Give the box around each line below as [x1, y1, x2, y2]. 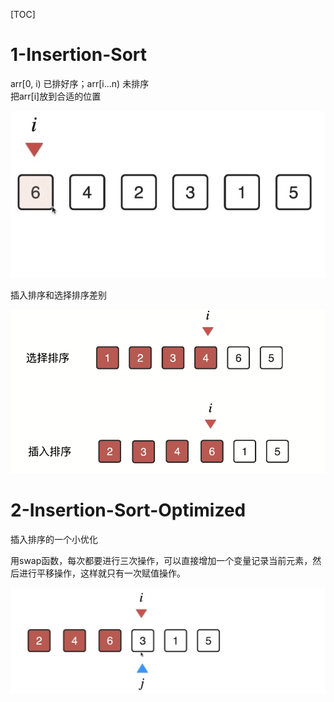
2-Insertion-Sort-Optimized [10, 499, 247, 521]
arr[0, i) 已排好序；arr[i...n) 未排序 [10, 77, 150, 89]
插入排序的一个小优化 [10, 533, 98, 545]
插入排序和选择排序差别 [10, 289, 107, 301]
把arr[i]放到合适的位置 [10, 90, 102, 102]
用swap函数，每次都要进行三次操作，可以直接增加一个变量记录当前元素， [10, 554, 313, 566]
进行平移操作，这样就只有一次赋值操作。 [18, 567, 186, 579]
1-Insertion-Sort [10, 44, 148, 66]
